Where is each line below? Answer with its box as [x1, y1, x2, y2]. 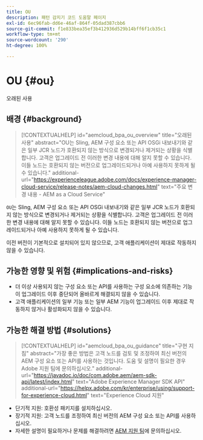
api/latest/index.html [21, 378, 72, 386]
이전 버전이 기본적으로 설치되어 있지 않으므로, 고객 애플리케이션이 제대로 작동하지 [6, 239, 197, 246]
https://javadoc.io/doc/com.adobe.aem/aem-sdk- [33, 372, 157, 379]
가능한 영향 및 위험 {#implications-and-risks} [6, 266, 173, 276]
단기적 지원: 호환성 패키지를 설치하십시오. [14, 404, 112, 412]
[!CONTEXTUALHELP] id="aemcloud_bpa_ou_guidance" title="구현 [21, 342, 187, 349]
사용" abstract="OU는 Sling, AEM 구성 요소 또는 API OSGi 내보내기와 [21, 138, 187, 146]
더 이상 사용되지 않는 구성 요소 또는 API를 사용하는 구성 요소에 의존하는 [14, 283, 181, 290]
